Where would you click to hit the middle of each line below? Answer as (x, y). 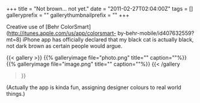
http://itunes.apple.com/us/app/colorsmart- (62, 33)
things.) (16, 94)
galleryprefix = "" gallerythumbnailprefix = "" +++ (68, 15)
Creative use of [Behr (33, 27)
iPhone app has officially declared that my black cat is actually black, (108, 39)
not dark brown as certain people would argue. (64, 46)
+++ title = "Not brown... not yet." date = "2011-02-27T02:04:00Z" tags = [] (100, 9)
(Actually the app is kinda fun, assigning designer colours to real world (94, 87)
